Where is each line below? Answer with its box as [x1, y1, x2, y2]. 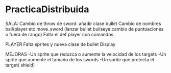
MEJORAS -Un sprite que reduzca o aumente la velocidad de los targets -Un [5, 51, 166, 57]
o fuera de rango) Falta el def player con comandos [5, 31, 114, 37]
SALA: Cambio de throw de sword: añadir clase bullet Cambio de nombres [5, 20, 161, 27]
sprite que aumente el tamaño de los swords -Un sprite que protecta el [5, 56, 154, 62]
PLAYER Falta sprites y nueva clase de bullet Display [5, 41, 116, 47]
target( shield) [5, 62, 35, 68]
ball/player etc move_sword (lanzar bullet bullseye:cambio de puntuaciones [5, 26, 164, 32]
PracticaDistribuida [5, 4, 89, 15]
